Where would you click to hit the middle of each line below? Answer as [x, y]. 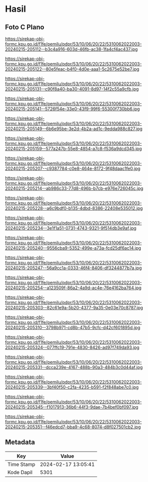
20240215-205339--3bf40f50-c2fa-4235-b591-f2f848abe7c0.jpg [72, 387]
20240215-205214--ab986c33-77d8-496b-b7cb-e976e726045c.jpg [74, 188]
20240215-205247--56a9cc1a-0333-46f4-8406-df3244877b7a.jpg [74, 268]
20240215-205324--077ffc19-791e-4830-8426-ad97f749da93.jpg [72, 347]
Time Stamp [21, 464]
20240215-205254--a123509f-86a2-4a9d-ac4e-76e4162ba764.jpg [73, 288]
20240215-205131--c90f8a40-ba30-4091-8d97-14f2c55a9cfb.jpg [72, 89]
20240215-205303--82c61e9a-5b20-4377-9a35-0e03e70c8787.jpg [74, 308]
